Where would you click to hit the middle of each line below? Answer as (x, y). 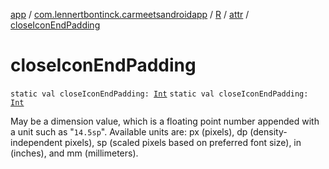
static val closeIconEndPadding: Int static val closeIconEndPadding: (159, 94)
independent (36, 142)
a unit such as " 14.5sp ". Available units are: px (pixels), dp (129, 131)
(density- (268, 131)
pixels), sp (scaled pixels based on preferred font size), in (183, 142)
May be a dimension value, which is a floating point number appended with (165, 121)
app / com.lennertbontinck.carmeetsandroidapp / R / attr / (130, 14)
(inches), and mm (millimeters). (74, 153)
